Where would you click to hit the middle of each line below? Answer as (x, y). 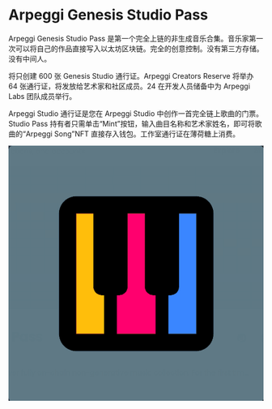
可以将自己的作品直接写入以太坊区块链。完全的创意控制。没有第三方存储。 (139, 48)
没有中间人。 (30, 58)
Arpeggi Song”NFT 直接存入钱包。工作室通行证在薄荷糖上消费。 (133, 133)
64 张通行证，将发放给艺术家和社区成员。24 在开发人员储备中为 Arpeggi (130, 86)
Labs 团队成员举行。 (42, 96)
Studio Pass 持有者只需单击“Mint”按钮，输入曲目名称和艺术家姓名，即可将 (132, 123)
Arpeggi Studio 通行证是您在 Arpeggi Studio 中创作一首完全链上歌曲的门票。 (136, 113)
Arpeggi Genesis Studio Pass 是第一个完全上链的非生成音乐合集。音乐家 (129, 38)
